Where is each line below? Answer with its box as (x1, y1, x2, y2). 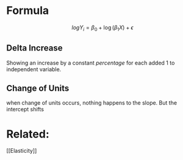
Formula (6, 4, 49, 18)
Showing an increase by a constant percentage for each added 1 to (6, 59, 175, 66)
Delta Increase (6, 43, 63, 54)
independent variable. (6, 65, 62, 73)
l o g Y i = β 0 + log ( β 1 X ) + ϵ (71, 24, 134, 32)
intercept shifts (6, 106, 45, 113)
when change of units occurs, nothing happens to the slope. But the (6, 99, 178, 106)
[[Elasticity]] (6, 147, 37, 155)
